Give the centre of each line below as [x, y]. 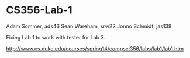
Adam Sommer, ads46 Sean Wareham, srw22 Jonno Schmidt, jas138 [89, 26]
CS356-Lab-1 [39, 10]
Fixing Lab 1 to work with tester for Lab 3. [56, 37]
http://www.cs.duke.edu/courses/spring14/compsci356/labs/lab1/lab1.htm [95, 48]
